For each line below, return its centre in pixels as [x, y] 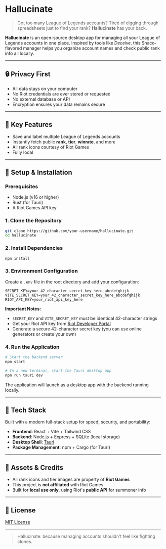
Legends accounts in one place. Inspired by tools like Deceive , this [73, 43]
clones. [25, 542]
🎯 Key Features [29, 125]
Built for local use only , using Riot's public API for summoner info [79, 490]
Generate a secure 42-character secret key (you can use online [77, 329]
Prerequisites [21, 186]
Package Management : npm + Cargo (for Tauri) [61, 447]
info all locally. [20, 53]
